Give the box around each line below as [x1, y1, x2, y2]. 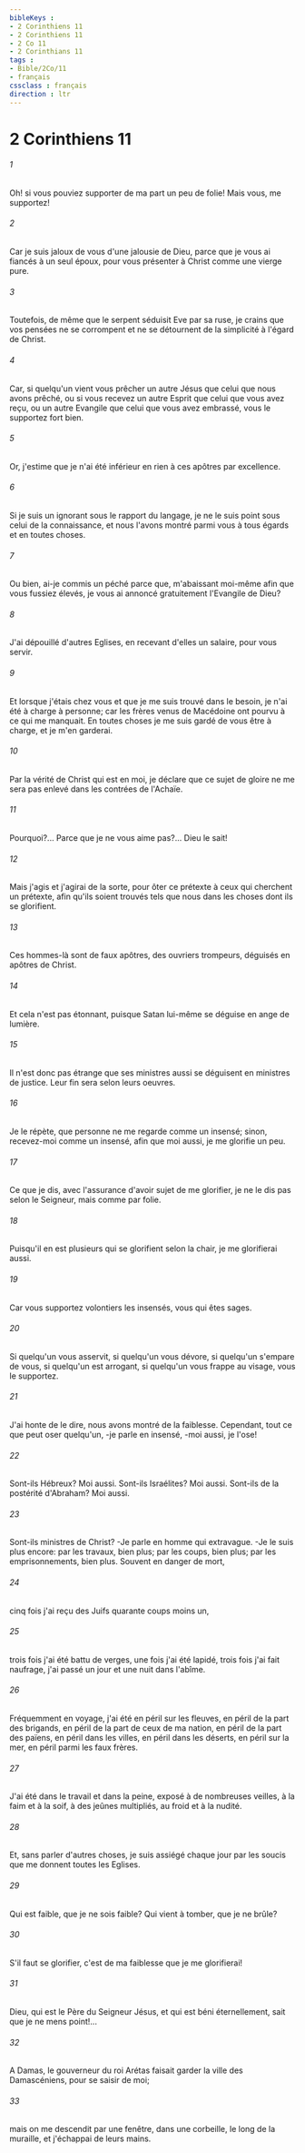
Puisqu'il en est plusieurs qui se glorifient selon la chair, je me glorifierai [9, 1243, 278, 1254]
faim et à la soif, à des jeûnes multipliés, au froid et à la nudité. [9, 1801, 242, 1812]
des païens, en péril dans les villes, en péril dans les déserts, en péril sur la [9, 1732, 290, 1743]
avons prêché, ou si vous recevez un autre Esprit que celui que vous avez [9, 392, 285, 403]
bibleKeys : [9, 13, 54, 23]
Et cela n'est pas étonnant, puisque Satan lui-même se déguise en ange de [9, 1008, 290, 1019]
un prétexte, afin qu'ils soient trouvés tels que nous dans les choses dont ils [9, 891, 293, 902]
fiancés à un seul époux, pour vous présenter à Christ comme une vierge [9, 256, 282, 267]
